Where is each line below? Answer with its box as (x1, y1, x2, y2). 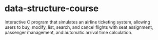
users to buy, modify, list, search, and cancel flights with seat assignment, (4, 24, 153, 30)
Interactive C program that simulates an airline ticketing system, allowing (4, 19, 151, 25)
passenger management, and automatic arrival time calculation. (4, 29, 133, 35)
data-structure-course (4, 3, 99, 14)
